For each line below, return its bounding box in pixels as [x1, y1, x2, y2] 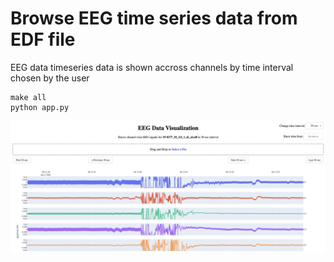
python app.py [10, 102, 70, 112]
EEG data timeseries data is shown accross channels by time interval [10, 61, 294, 73]
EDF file [10, 28, 76, 51]
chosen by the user [10, 72, 90, 84]
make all [10, 92, 47, 102]
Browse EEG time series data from [10, 7, 298, 30]
